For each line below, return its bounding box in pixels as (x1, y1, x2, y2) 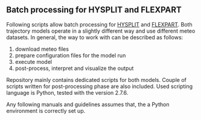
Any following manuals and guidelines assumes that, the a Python (6, 101, 170, 108)
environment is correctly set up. (6, 107, 86, 114)
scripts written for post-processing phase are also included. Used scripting (6, 83, 193, 90)
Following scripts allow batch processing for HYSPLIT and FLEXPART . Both (6, 21, 193, 28)
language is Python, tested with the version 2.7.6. (6, 89, 129, 96)
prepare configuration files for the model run (14, 51, 126, 59)
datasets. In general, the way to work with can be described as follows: (6, 33, 183, 41)
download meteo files (14, 45, 69, 52)
